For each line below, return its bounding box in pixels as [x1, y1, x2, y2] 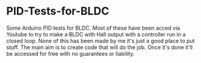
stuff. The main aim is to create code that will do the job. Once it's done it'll [6, 44, 193, 51]
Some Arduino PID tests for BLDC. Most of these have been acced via [6, 24, 180, 31]
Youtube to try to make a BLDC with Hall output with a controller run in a [6, 30, 186, 38]
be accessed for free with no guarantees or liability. [6, 50, 135, 57]
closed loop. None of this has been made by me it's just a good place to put [6, 37, 195, 44]
